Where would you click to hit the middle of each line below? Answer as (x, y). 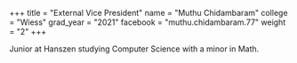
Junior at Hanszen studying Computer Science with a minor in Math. (134, 49)
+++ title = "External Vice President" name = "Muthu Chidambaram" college (148, 13)
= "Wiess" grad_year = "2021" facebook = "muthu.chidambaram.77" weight (148, 22)
